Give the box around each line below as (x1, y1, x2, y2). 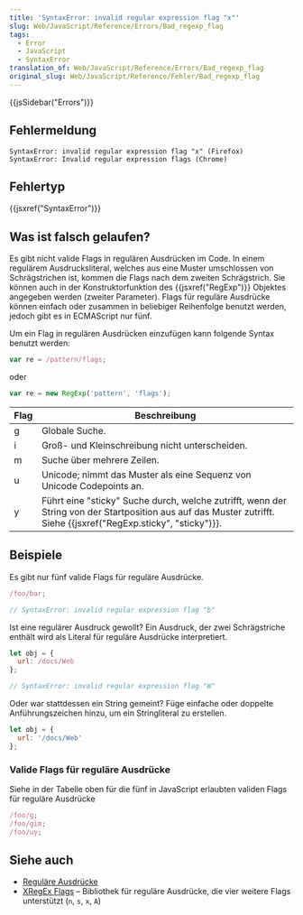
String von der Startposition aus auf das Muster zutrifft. (41, 505, 275, 518)
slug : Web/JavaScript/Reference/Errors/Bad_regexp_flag (9, 22, 224, 31)
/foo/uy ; (9, 827, 42, 836)
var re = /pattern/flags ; (9, 356, 106, 365)
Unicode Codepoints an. (41, 479, 144, 492)
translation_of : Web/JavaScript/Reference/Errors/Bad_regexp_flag (9, 64, 264, 73)
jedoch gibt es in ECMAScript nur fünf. (9, 310, 152, 321)
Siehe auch (9, 852, 74, 867)
